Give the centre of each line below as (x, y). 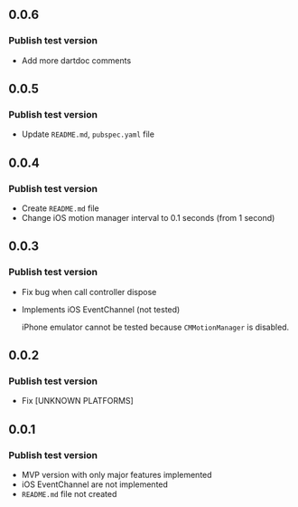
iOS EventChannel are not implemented (95, 484)
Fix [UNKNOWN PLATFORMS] (78, 401)
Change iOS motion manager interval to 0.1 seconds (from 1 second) (148, 218)
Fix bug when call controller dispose (89, 292)
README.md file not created (69, 494)
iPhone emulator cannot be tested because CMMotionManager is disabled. (155, 327)
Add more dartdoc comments (76, 60)
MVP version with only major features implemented (117, 475)
